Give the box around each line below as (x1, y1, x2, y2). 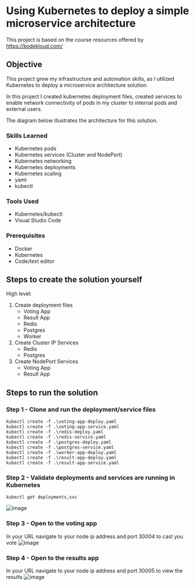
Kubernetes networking (14, 157, 72, 164)
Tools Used (6, 197, 39, 205)
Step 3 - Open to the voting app (6, 519, 97, 528)
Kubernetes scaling (14, 170, 62, 177)
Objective (6, 60, 43, 70)
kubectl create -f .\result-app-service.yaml (6, 460, 119, 466)
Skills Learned (6, 131, 48, 140)
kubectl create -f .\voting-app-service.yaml (6, 424, 119, 430)
